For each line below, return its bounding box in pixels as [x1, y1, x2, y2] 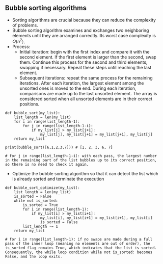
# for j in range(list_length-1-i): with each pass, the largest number [5, 154, 157, 158]
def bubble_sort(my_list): [5, 110, 60, 116]
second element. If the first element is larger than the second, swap [19, 54, 157, 60]
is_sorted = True [23, 203, 58, 208]
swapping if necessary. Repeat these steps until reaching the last [19, 65, 152, 71]
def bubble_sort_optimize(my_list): [5, 185, 80, 190]
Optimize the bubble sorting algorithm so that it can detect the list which [12, 171, 159, 177]
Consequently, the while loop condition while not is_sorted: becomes [5, 250, 153, 255]
